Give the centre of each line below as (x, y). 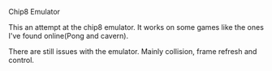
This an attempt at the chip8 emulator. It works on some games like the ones (136, 27)
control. (22, 60)
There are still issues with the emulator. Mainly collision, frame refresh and (133, 51)
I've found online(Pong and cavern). (69, 36)
